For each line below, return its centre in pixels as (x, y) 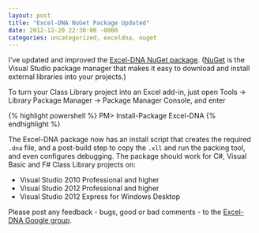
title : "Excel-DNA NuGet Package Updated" (79, 23)
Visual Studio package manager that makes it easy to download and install (129, 69)
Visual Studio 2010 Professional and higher (89, 180)
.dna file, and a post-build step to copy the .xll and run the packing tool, (127, 148)
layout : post (30, 15)
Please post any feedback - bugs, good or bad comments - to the (115, 212)
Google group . (49, 220)
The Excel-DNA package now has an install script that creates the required (129, 140)
